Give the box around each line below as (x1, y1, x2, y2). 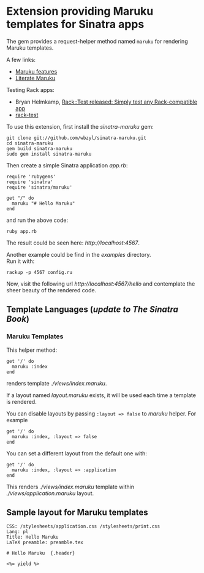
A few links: (6, 56, 36, 63)
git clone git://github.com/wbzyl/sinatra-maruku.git (6, 135, 147, 141)
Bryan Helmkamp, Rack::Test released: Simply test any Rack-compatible (15, 98, 198, 105)
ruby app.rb (6, 228, 37, 234)
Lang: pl (6, 529, 29, 535)
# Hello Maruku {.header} (6, 550, 75, 556)
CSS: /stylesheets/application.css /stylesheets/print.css (6, 523, 161, 529)
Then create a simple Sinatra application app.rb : (6, 161, 128, 169)
